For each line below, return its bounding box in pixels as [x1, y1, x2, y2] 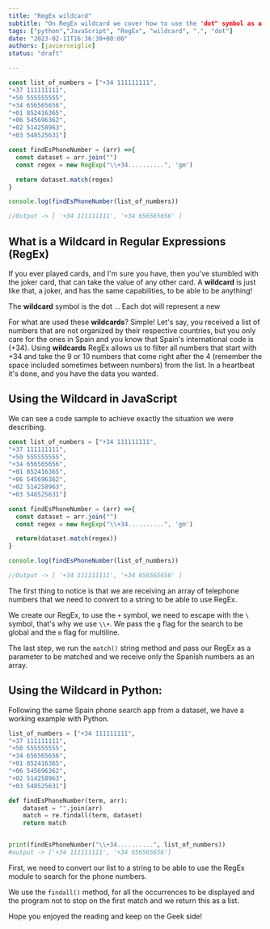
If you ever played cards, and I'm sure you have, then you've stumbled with [8, 268, 259, 278]
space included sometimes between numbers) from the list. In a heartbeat [8, 360, 255, 369]
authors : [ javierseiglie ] [8, 42, 95, 50]
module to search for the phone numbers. [8, 871, 147, 881]
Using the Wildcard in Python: [8, 684, 162, 698]
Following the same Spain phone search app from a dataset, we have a [8, 705, 245, 715]
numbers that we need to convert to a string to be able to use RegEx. [8, 594, 238, 604]
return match [23, 819, 67, 827]
